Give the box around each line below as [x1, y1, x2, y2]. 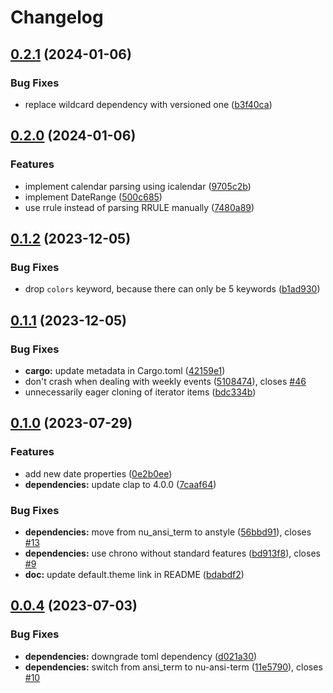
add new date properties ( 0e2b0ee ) [24, 467, 173, 480]
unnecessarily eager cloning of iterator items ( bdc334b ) [24, 386, 257, 398]
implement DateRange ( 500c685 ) [24, 191, 163, 203]
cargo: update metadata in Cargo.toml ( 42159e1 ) [24, 364, 226, 376]
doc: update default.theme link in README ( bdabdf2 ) [24, 568, 245, 580]
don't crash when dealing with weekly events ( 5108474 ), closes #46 [24, 375, 307, 387]
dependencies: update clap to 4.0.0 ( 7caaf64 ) [24, 478, 217, 490]
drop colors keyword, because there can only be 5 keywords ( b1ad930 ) [24, 283, 321, 295]
